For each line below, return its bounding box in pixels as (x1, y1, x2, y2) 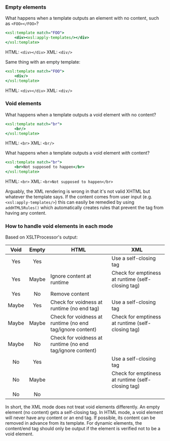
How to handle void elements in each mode (5, 223, 113, 230)
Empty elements (5, 4, 47, 11)
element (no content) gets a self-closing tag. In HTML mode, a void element (5, 409, 163, 416)
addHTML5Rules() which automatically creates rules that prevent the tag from (5, 204, 164, 211)
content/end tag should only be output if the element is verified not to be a (5, 426, 161, 432)
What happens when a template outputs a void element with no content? (5, 111, 156, 117)
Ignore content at (50, 273, 92, 280)
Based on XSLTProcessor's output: (5, 234, 78, 240)
